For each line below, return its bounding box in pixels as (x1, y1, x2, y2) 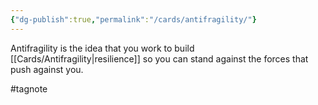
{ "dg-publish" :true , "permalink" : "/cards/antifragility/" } (10, 14, 257, 25)
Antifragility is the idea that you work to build (10, 42, 195, 54)
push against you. (10, 63, 84, 75)
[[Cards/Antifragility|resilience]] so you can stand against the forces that (10, 52, 309, 65)
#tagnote (10, 82, 48, 95)
